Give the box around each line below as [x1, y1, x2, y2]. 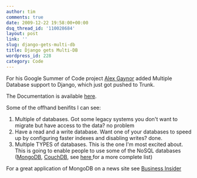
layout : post [6, 31, 38, 37]
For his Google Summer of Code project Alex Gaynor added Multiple [6, 75, 173, 82]
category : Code [6, 58, 44, 64]
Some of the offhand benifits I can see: [6, 104, 101, 111]
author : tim [6, 8, 35, 15]
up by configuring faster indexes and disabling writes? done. [14, 134, 163, 141]
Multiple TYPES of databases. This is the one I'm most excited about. [14, 141, 183, 148]
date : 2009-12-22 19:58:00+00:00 [6, 20, 89, 26]
